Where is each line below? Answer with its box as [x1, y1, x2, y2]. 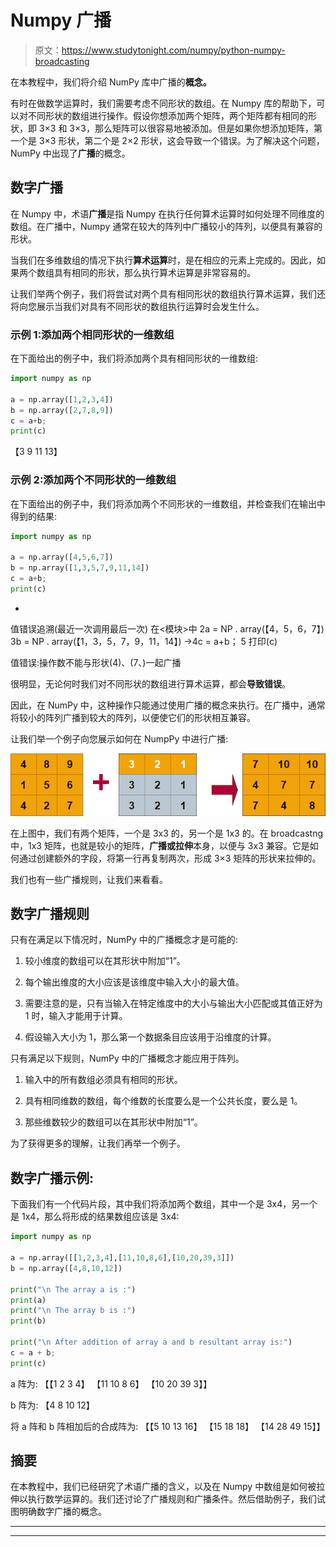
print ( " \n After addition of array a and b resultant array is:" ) [10, 1337, 293, 1348]
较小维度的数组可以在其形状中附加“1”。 [24, 955, 186, 967]
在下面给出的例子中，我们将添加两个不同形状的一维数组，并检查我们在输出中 [10, 497, 326, 510]
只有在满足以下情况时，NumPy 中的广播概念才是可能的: [10, 934, 238, 946]
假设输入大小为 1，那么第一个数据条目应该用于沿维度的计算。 [24, 1031, 277, 1043]
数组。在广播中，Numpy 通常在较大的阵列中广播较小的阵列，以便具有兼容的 [10, 220, 323, 232]
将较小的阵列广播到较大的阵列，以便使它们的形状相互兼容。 [10, 711, 256, 723]
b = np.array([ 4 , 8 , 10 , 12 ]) [10, 1263, 123, 1273]
